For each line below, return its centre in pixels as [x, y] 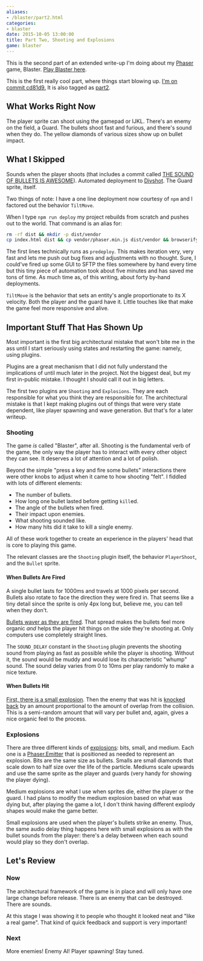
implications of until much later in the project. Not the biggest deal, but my [98, 373]
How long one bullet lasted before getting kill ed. [77, 501]
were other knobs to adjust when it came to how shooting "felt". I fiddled [96, 477]
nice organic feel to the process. [47, 719]
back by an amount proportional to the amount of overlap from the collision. [101, 705]
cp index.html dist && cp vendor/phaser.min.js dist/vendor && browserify [102, 240]
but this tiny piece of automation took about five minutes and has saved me [100, 271]
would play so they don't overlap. [48, 842]
